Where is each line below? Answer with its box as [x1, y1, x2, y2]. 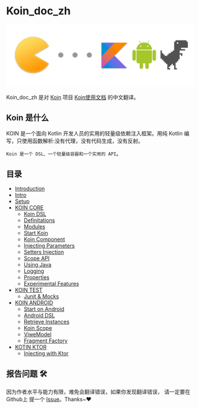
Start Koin [23, 230, 49, 237]
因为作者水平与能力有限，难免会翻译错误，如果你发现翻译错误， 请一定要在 [6, 388, 191, 395]
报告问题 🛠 [6, 369, 48, 379]
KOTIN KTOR [14, 344, 47, 351]
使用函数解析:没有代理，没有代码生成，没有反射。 [21, 137, 144, 144]
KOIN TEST [14, 286, 43, 293]
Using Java [23, 261, 52, 268]
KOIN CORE [14, 204, 44, 211]
